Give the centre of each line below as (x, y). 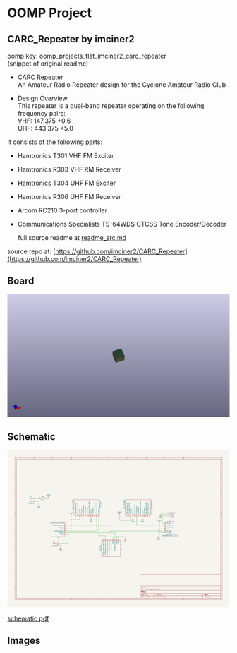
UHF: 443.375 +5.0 (45, 128)
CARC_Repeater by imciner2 (71, 39)
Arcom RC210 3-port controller (62, 210)
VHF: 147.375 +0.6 (44, 121)
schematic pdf (28, 618)
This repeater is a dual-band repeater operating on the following (111, 106)
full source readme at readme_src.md (72, 238)
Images (24, 641)
